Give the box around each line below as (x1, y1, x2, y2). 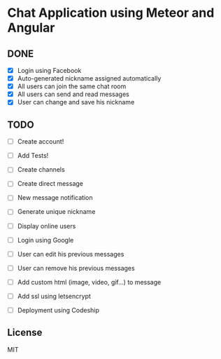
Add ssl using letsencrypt (17, 292, 91, 300)
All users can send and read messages (17, 90, 129, 99)
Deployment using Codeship (17, 306, 100, 314)
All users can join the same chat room (17, 82, 127, 90)
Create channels (17, 165, 65, 174)
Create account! (17, 137, 64, 146)
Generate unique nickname (17, 208, 96, 216)
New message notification (17, 194, 93, 202)
